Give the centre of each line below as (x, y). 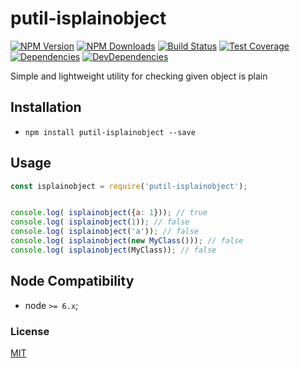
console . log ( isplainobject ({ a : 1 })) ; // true (109, 213)
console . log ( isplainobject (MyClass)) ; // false (113, 250)
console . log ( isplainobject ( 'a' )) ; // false (104, 232)
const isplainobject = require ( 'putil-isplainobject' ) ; (129, 186)
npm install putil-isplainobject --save (110, 132)
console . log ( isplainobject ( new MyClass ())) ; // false (127, 241)
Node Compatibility (72, 281)
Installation (46, 107)
